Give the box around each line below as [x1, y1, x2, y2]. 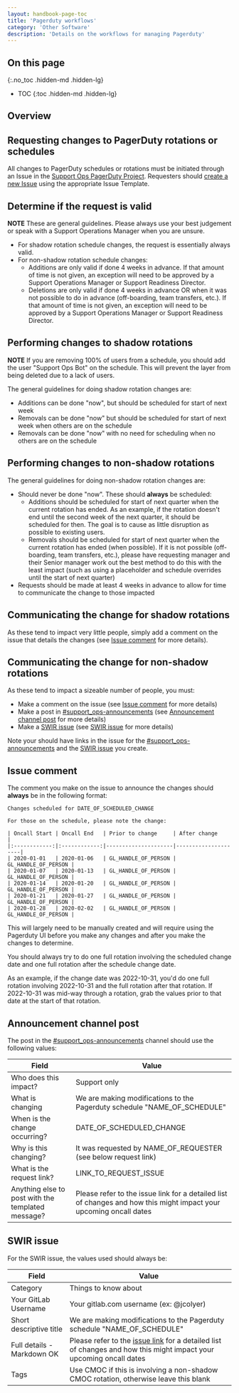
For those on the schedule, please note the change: [7, 818, 167, 825]
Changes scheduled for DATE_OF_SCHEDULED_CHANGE [7, 805, 154, 813]
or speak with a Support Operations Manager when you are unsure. [7, 227, 205, 235]
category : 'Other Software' [7, 24, 91, 31]
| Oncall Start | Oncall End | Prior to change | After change [7, 830, 218, 838]
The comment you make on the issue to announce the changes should [7, 783, 214, 792]
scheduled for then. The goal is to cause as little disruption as [28, 520, 209, 528]
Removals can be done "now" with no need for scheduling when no [17, 428, 216, 437]
